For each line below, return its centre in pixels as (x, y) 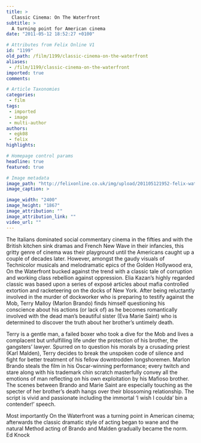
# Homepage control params (40, 156)
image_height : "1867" (33, 206)
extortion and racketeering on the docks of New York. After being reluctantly (100, 290)
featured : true (25, 167)
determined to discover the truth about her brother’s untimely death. (90, 322)
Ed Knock (18, 435)
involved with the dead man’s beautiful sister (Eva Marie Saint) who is (92, 316)
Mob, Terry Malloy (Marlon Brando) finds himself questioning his (86, 303)
